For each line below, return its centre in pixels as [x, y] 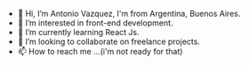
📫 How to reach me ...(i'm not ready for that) [100, 51]
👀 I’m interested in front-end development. [95, 23]
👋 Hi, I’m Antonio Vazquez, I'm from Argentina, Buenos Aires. [129, 14]
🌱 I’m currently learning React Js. [78, 32]
